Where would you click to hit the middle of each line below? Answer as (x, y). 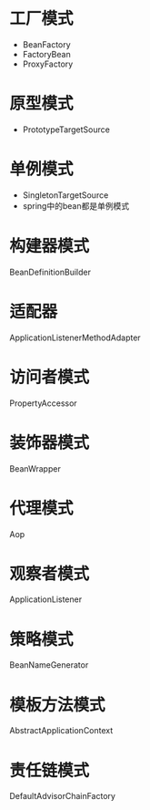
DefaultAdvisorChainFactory (63, 796)
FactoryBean (46, 54)
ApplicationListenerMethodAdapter (75, 337)
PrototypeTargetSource (66, 130)
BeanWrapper (35, 468)
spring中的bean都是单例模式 (76, 205)
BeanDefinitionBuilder (50, 272)
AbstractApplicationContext (61, 731)
